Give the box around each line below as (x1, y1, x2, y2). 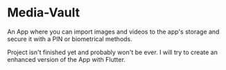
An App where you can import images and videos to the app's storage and (7, 27, 220, 36)
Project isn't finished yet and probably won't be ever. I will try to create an (7, 48, 218, 56)
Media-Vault (7, 5, 80, 21)
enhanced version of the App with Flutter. (7, 55, 126, 63)
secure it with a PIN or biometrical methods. (7, 34, 133, 43)
